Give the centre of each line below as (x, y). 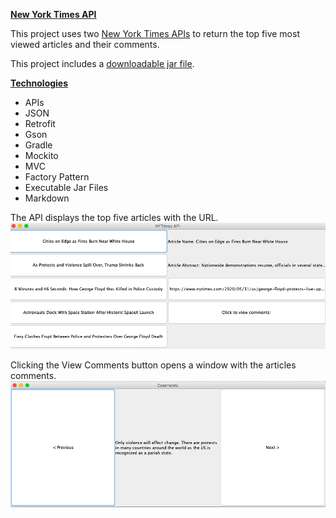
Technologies (39, 83)
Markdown (47, 198)
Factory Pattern (57, 177)
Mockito (41, 155)
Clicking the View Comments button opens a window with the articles (153, 365)
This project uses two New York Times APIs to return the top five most (155, 33)
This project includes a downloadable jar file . (102, 63)
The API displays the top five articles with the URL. (114, 217)
